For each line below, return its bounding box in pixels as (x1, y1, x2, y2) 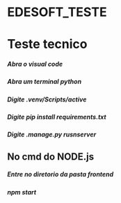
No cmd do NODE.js (7, 150, 95, 162)
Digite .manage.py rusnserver (7, 130, 97, 139)
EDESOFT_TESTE (7, 4, 107, 20)
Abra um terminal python (7, 78, 82, 86)
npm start (7, 188, 37, 196)
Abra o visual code (7, 59, 63, 68)
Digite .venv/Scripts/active (7, 95, 87, 104)
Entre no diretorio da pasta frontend (7, 170, 114, 178)
